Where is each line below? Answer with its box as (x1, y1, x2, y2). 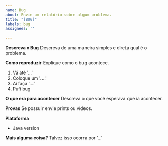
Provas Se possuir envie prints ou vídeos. (5, 105, 93, 112)
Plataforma (5, 115, 29, 122)
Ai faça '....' (12, 81, 36, 87)
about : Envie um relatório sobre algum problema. (5, 12, 112, 17)
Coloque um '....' (12, 75, 47, 81)
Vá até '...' (12, 69, 33, 76)
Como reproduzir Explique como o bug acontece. (5, 60, 109, 66)
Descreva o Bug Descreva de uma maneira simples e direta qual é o (5, 45, 147, 51)
